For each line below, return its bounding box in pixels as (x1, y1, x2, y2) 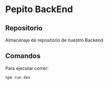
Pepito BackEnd (5, 4, 74, 15)
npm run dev (5, 75, 30, 80)
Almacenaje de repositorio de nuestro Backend (5, 37, 103, 43)
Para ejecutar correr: (5, 65, 49, 71)
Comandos (5, 52, 41, 60)
